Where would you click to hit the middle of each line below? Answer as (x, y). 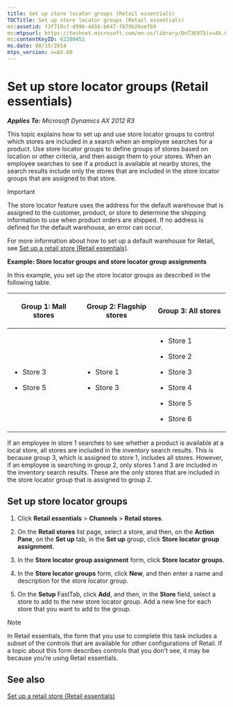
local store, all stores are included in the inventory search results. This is (110, 450)
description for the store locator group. (73, 581)
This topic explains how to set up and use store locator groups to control (111, 134)
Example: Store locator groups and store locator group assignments (107, 262)
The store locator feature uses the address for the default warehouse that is (115, 205)
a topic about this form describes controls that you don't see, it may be (109, 650)
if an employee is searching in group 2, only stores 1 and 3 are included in (112, 465)
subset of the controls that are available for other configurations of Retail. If (115, 643)
